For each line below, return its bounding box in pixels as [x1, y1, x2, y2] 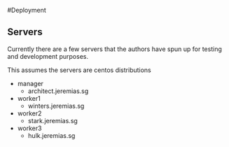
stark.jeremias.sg [27, 116, 78, 125]
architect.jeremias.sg [27, 87, 89, 95]
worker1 [17, 94, 41, 102]
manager [17, 79, 44, 87]
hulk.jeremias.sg [27, 131, 76, 139]
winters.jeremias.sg [27, 101, 85, 110]
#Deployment [7, 6, 47, 14]
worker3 [17, 124, 42, 132]
